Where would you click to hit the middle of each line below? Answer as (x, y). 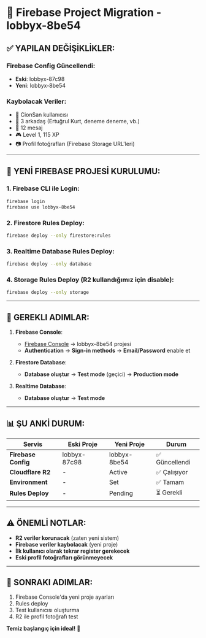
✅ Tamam (170, 482)
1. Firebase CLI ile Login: (43, 188)
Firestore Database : (41, 362)
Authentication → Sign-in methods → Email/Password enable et (107, 350)
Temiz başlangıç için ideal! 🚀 (44, 629)
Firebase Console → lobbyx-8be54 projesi (78, 344)
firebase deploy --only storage (48, 293)
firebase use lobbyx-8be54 (41, 207)
